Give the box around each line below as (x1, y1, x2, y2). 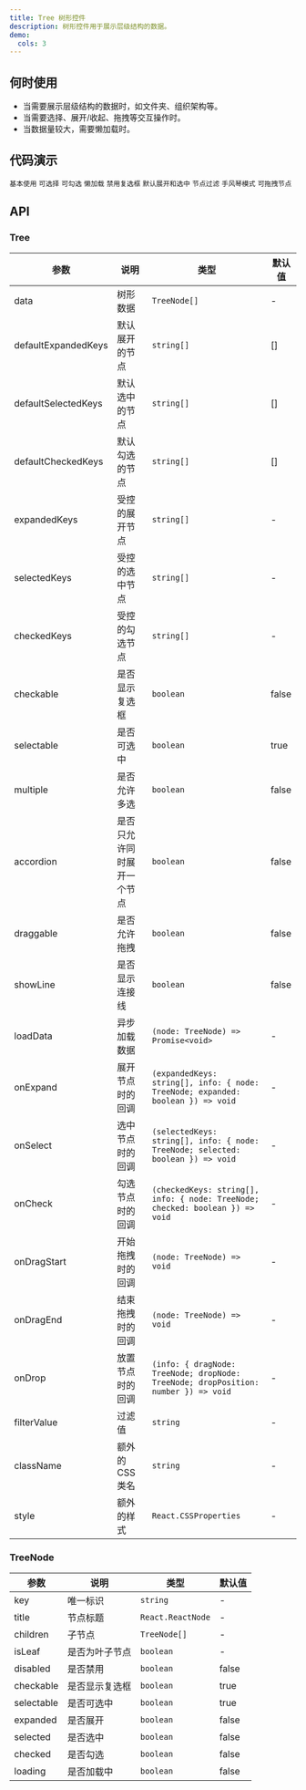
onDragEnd (14, 1313, 63, 1326)
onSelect (14, 1139, 53, 1152)
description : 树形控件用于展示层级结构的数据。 (9, 22, 171, 31)
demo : (9, 30, 30, 39)
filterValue (14, 1415, 58, 1428)
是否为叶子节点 (66, 1645, 132, 1658)
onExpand (14, 1081, 57, 1093)
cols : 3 (17, 38, 47, 48)
